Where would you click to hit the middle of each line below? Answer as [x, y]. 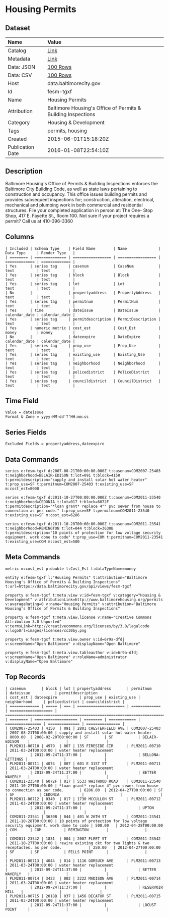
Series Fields [26, 432]
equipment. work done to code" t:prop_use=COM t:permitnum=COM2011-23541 [84, 537]
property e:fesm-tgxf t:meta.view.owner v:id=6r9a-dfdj [65, 639]
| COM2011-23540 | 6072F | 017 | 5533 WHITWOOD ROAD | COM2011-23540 [83, 781]
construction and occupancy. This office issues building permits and [76, 194]
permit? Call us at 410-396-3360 [39, 221]
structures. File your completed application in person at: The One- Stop [79, 210]
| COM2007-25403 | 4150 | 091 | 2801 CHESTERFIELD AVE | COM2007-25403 [83, 728]
